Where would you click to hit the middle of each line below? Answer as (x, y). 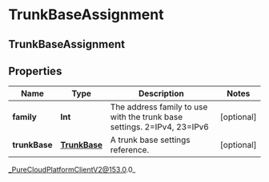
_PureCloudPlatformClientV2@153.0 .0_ (72, 170)
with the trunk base (147, 117)
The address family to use (159, 107)
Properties (35, 71)
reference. (130, 150)
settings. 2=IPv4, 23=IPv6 (160, 127)
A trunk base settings (150, 140)
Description (161, 93)
